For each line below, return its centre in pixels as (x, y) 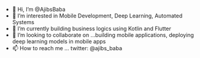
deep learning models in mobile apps (59, 41)
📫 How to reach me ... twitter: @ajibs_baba (67, 48)
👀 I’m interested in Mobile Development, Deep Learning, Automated (97, 16)
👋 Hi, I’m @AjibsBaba (39, 9)
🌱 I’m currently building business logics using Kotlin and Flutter (92, 28)
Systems (23, 22)
